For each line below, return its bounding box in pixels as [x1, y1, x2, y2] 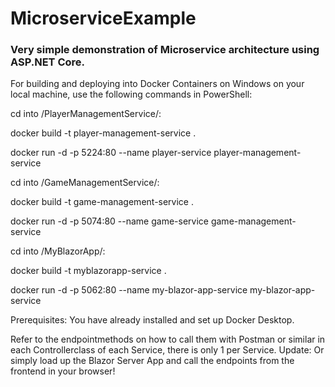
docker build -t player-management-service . [10, 127, 197, 139]
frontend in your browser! [10, 365, 116, 377]
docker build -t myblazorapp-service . [10, 265, 167, 277]
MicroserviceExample [10, 7, 197, 30]
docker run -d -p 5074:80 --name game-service [10, 215, 209, 227]
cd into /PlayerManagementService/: [10, 108, 162, 120]
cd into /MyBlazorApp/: [10, 245, 106, 257]
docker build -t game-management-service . [10, 196, 194, 208]
